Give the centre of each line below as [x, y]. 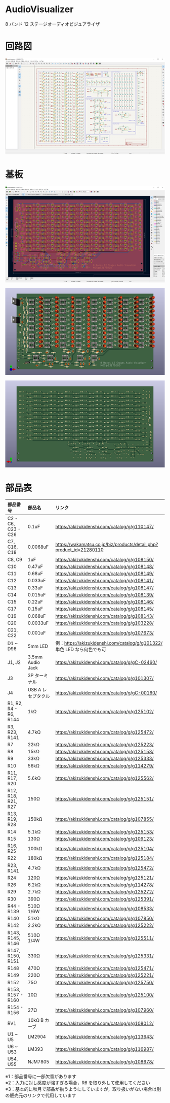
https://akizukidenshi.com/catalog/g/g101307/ [104, 678]
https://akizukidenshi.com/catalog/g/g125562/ [104, 778]
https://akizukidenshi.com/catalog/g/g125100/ [104, 995]
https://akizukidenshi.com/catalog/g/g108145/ [104, 609]
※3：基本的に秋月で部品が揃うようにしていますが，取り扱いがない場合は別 [83, 1089]
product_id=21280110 [79, 550]
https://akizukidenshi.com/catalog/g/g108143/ [104, 616]
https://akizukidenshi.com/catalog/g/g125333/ [104, 759]
